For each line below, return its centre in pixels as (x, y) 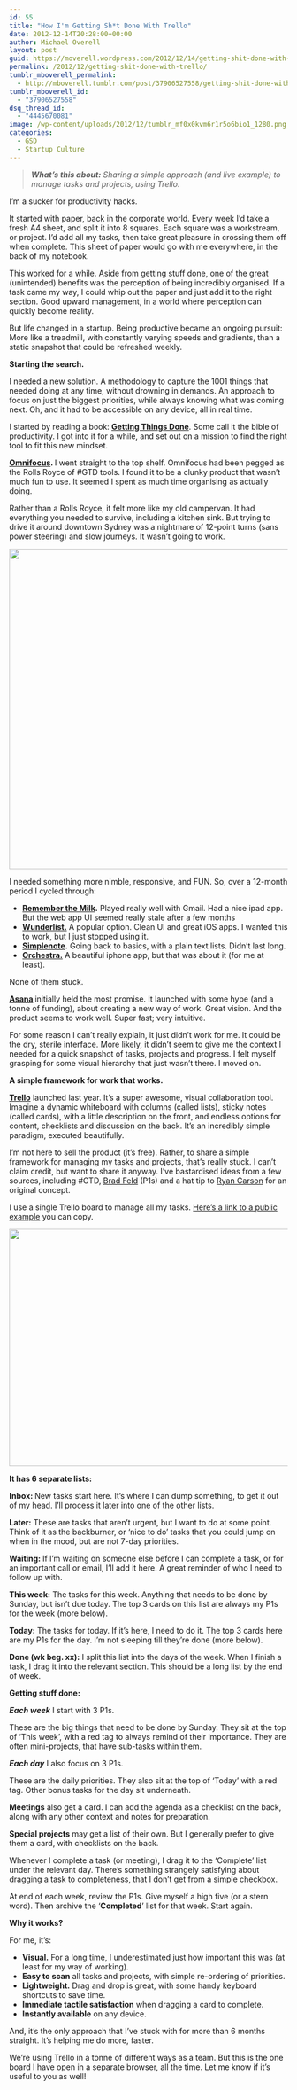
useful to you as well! (48, 2076)
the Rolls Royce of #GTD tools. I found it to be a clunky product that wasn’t (145, 472)
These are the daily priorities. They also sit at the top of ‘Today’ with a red (143, 1780)
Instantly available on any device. (84, 2014)
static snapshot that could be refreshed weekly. (96, 347)
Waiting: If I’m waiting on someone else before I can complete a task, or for (147, 1558)
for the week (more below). (59, 1613)
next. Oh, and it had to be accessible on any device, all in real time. (131, 409)
